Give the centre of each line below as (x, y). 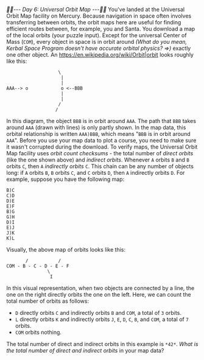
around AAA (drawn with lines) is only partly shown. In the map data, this (96, 127)
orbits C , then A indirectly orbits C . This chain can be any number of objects (100, 166)
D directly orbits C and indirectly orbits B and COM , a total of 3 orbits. (98, 313)
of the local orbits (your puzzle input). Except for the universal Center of (97, 35)
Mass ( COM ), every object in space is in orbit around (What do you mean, (97, 42)
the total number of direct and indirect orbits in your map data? (85, 351)
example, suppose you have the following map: (65, 179)
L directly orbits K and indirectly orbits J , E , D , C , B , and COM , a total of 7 (102, 319)
